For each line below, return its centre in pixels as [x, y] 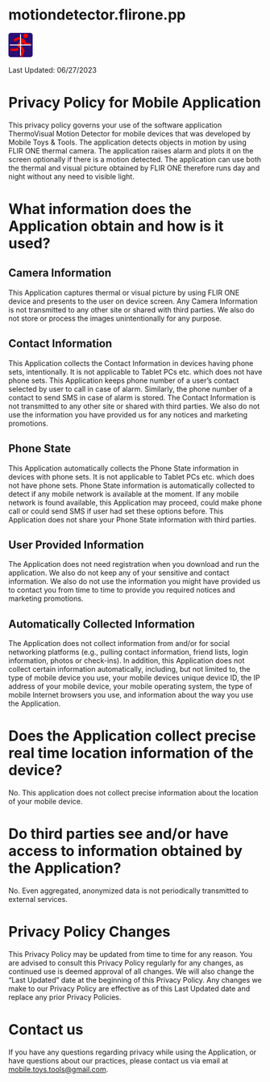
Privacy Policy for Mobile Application [135, 103]
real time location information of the [131, 753]
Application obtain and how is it [116, 226]
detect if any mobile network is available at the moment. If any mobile [124, 493]
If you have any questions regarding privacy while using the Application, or [133, 1052]
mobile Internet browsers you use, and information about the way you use [131, 695]
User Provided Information [76, 545]
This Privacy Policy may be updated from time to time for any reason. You [131, 954]
